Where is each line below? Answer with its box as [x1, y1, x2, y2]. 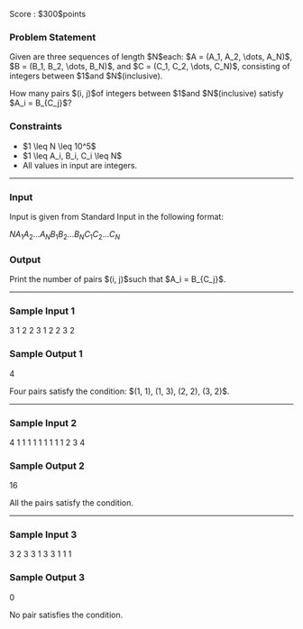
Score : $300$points [9, 9, 87, 19]
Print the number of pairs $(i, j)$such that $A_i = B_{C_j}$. [9, 273, 226, 284]
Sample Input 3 [9, 528, 78, 541]
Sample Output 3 [9, 571, 86, 584]
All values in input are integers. [22, 160, 138, 170]
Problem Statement [9, 31, 96, 43]
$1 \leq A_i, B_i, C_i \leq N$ [22, 150, 123, 161]
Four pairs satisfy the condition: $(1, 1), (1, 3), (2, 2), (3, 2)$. [9, 386, 230, 397]
